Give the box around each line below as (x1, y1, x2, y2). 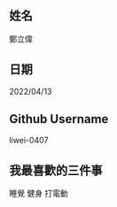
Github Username (9, 111, 109, 126)
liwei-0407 (9, 135, 49, 146)
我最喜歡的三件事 (9, 163, 103, 178)
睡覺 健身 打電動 (9, 188, 68, 199)
